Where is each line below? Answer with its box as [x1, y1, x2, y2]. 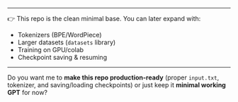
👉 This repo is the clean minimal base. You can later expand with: [7, 15, 201, 23]
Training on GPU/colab [17, 46, 84, 53]
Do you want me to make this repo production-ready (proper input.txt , [7, 73, 220, 82]
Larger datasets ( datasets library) [17, 38, 116, 46]
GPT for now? [7, 89, 48, 96]
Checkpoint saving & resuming [17, 53, 108, 61]
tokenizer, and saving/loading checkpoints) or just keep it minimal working [7, 81, 227, 89]
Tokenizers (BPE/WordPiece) [17, 31, 102, 39]
